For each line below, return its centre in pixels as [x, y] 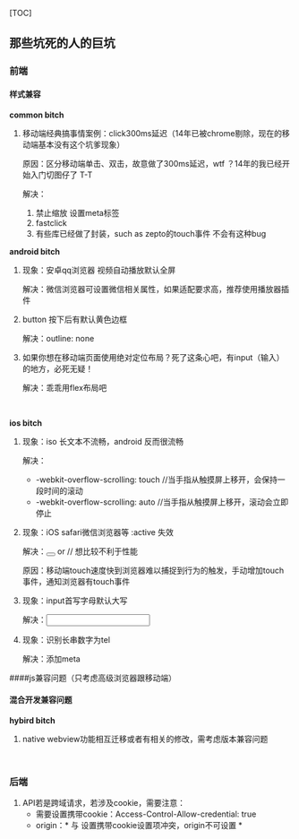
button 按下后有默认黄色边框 [75, 319]
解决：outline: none [58, 338]
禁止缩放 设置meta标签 [77, 212]
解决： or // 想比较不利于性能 [80, 551]
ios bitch [26, 423]
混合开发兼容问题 [41, 700]
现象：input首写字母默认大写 [75, 601]
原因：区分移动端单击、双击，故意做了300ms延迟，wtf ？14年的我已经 [152, 163]
